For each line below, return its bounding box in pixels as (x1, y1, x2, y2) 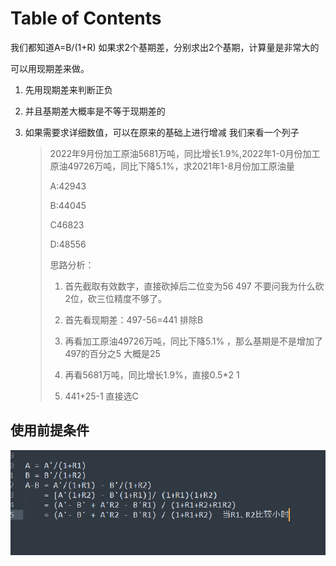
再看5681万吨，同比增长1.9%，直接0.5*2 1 (64, 368, 240, 381)
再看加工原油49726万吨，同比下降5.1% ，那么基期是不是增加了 (64, 335, 324, 347)
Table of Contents (10, 7, 162, 30)
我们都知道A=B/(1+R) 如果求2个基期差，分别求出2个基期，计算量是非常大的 (10, 41, 320, 53)
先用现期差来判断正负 (24, 83, 113, 96)
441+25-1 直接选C (64, 390, 139, 402)
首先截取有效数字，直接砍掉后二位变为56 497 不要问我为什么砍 (64, 280, 325, 292)
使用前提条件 (10, 422, 90, 439)
